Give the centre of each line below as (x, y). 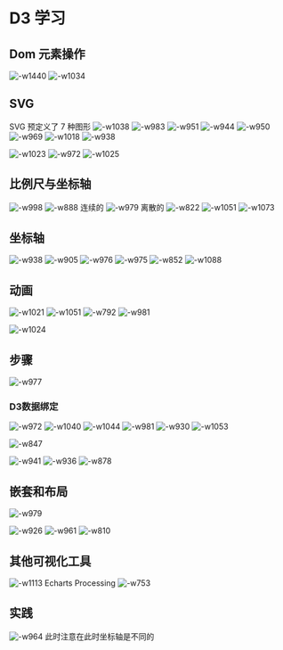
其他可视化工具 (50, 561)
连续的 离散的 (122, 207)
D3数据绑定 (34, 407)
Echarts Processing (80, 583)
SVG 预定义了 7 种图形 (50, 127)
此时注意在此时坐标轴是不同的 (100, 636)
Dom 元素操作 (48, 54)
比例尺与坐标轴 (50, 184)
